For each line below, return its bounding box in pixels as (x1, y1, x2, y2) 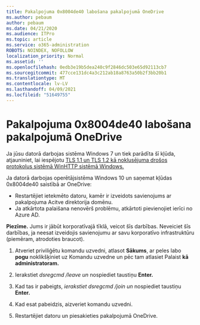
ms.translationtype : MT (6, 75, 66, 81)
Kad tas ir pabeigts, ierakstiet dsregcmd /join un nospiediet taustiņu (14, 283, 181, 290)
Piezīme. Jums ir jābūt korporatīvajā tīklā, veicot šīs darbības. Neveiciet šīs (6, 222, 191, 230)
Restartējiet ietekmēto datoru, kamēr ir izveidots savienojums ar (14, 192, 172, 199)
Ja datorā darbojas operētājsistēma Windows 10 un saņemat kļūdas (6, 174, 173, 181)
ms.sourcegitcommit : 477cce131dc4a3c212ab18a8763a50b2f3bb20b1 (6, 70, 167, 76)
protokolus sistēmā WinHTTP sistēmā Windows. (6, 162, 124, 170)
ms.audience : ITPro (6, 31, 55, 37)
